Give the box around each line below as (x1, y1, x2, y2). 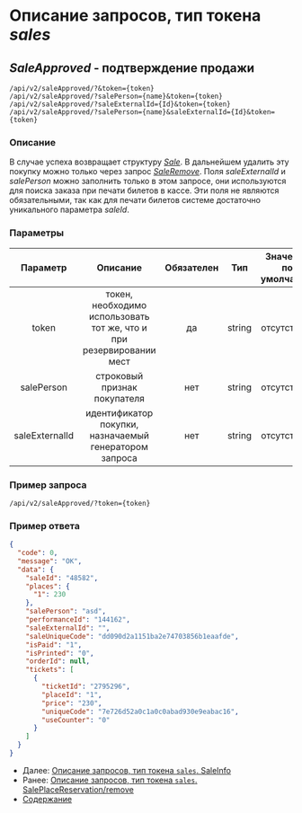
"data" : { (17, 565, 54, 574)
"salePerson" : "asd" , (25, 607, 106, 616)
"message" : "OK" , (17, 556, 83, 566)
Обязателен (164, 261, 219, 274)
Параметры (9, 226, 65, 239)
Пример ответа (9, 519, 81, 532)
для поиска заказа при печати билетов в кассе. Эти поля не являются (9, 185, 280, 196)
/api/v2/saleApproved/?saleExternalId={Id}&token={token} (9, 100, 231, 109)
